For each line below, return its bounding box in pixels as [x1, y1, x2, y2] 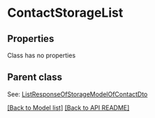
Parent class [7, 71, 63, 83]
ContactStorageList [7, 5, 124, 21]
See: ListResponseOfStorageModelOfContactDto [7, 89, 148, 98]
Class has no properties [7, 51, 76, 59]
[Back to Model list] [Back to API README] [7, 103, 130, 112]
